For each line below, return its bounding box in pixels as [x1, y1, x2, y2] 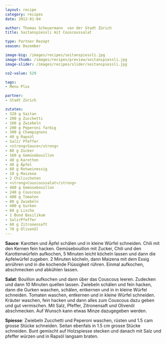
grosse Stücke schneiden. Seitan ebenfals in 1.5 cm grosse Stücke [5, 323, 141, 329]
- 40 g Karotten [5, 157, 39, 163]
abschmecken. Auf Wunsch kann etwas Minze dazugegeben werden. [5, 308, 147, 314]
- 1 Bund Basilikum [5, 213, 46, 218]
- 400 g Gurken [5, 204, 37, 209]
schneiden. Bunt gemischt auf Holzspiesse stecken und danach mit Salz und [5, 328, 162, 334]
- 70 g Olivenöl [5, 227, 39, 231]
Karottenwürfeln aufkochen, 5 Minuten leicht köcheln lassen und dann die [5, 251, 156, 257]
